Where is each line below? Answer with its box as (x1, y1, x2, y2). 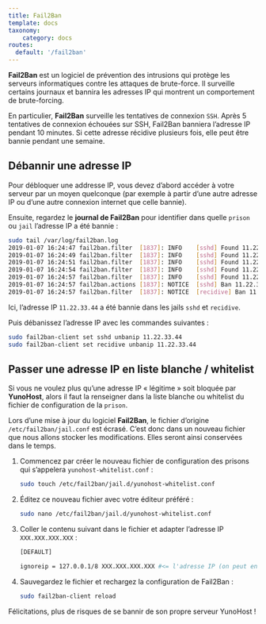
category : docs (22, 33, 73, 42)
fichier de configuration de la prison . (8, 400, 128, 410)
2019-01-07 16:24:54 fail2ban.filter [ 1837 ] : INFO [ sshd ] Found (8, 266, 239, 274)
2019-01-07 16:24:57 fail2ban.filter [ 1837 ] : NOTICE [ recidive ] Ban (8, 287, 246, 296)
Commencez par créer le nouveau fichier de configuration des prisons (19, 456, 249, 466)
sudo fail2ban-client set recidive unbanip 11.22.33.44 (8, 341, 196, 349)
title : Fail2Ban (8, 11, 62, 20)
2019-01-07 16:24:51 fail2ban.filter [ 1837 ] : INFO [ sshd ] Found (8, 259, 239, 267)
